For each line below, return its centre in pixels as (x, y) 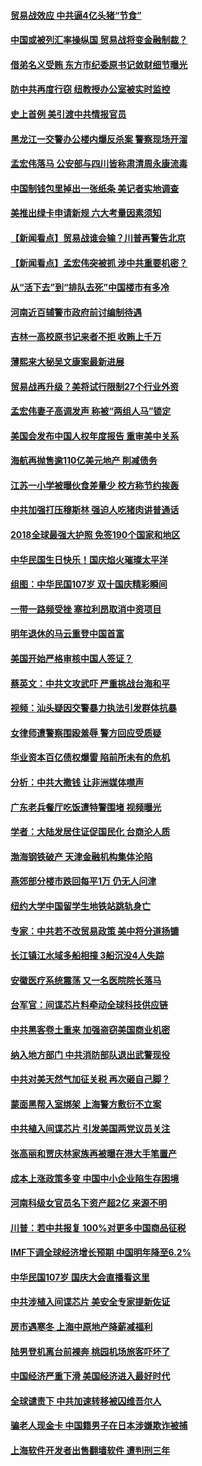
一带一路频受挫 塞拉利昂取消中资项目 (86, 609)
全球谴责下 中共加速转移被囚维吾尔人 (86, 1401)
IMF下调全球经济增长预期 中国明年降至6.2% (101, 1252)
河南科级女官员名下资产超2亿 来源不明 (89, 1203)
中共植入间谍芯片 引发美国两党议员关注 (90, 1129)
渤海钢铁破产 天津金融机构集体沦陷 (81, 856)
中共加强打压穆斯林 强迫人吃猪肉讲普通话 (95, 510)
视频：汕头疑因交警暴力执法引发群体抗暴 (93, 708)
